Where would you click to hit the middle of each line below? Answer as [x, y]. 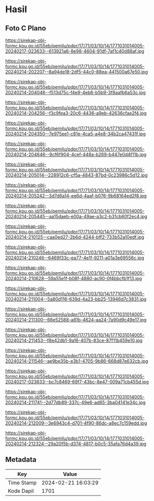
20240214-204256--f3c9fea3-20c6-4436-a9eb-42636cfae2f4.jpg [76, 113]
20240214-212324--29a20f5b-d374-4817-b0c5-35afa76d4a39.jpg [76, 444]
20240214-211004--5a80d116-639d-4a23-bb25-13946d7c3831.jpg [76, 299]
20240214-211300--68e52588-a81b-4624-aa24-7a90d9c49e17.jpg [76, 320]
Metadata [21, 460]
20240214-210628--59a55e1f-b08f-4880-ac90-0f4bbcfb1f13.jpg [74, 278]
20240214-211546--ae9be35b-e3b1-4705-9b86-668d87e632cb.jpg [77, 361]
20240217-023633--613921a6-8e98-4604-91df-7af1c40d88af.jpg [75, 51]
